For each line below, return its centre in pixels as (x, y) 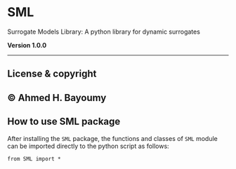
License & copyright (52, 74)
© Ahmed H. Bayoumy (57, 98)
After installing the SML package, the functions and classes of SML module (112, 138)
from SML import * (34, 158)
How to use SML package (64, 122)
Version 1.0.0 (27, 45)
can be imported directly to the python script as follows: (88, 146)
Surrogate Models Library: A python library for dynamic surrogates (104, 32)
